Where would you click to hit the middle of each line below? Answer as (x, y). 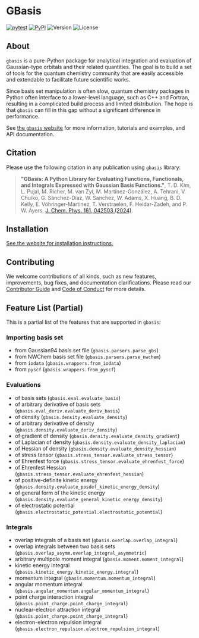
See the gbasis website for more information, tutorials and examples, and (96, 128)
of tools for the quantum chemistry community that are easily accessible (95, 73)
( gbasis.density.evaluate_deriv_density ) (66, 429)
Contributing (30, 262)
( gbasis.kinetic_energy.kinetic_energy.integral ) (77, 571)
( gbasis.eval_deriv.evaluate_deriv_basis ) (67, 410)
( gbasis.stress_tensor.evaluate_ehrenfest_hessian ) (79, 474)
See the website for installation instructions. (60, 243)
